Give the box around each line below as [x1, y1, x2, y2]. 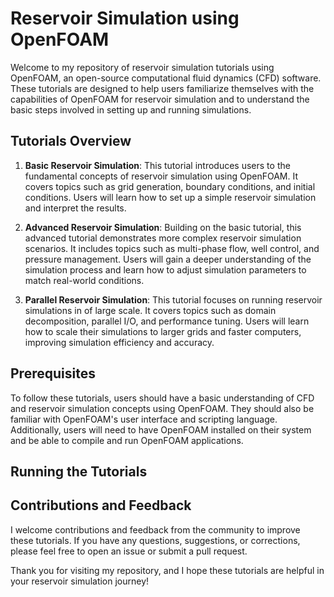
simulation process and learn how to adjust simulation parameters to [24, 263, 307, 276]
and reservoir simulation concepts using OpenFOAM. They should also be [10, 402, 315, 414]
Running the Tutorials [10, 463, 148, 480]
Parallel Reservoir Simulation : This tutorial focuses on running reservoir [24, 293, 323, 306]
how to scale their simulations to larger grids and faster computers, [24, 325, 302, 337]
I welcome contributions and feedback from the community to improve [10, 523, 301, 536]
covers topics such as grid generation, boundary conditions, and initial [24, 180, 316, 192]
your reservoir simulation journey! [10, 575, 150, 587]
